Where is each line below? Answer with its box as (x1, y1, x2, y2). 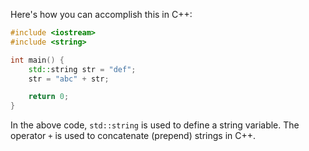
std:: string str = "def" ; (28, 64, 137, 74)
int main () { (10, 55, 65, 65)
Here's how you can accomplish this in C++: (10, 9, 193, 20)
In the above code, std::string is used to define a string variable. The (10, 119, 300, 131)
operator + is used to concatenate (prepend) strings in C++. (10, 130, 257, 142)
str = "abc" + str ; (28, 74, 110, 84)
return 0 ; (28, 92, 70, 102)
